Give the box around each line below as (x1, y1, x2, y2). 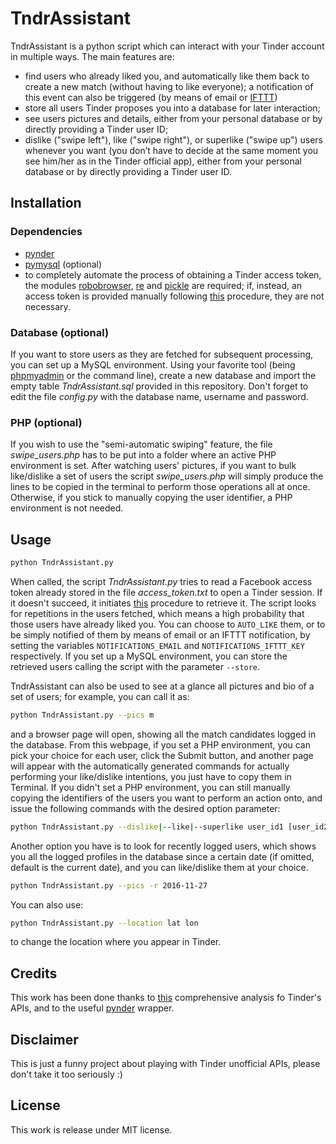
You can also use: (10, 898, 84, 911)
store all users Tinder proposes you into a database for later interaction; (24, 102, 321, 114)
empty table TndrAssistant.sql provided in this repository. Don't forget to (10, 380, 309, 392)
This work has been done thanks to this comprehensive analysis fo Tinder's (10, 992, 322, 1004)
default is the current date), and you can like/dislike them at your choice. (10, 861, 309, 873)
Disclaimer (10, 1031, 79, 1048)
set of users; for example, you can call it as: (10, 690, 190, 702)
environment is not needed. (10, 502, 124, 514)
